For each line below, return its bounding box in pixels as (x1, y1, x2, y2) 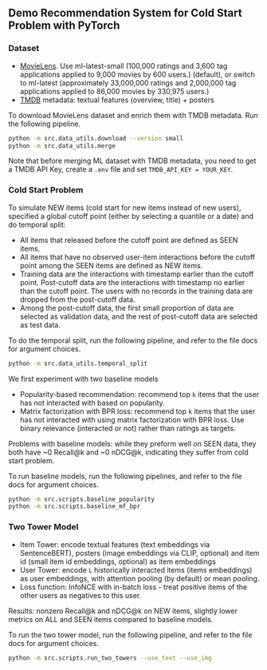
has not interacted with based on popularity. (19, 398, 165, 407)
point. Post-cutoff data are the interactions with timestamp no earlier (19, 277, 245, 287)
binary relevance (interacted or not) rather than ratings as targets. (19, 423, 237, 433)
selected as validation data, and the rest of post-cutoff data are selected (19, 311, 257, 321)
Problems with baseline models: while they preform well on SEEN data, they (8, 438, 257, 448)
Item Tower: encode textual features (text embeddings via (19, 539, 210, 549)
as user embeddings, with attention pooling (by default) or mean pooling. (19, 573, 260, 583)
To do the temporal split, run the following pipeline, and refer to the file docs (8, 335, 258, 345)
